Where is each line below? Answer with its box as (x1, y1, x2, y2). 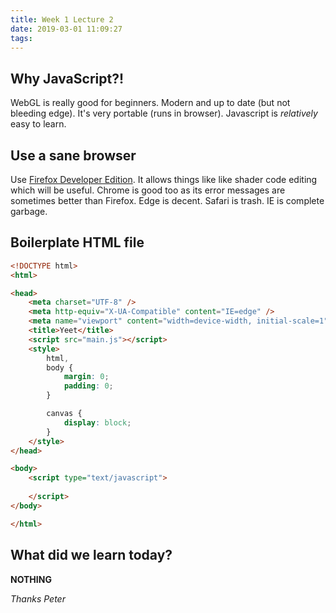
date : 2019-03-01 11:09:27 (10, 24, 123, 34)
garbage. (10, 206, 48, 217)
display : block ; (63, 417, 132, 428)
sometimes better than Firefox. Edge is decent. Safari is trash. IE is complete (10, 195, 325, 206)
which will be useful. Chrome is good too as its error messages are (10, 184, 286, 196)
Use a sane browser (10, 147, 137, 164)
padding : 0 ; (63, 381, 114, 391)
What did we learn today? (10, 547, 173, 564)
